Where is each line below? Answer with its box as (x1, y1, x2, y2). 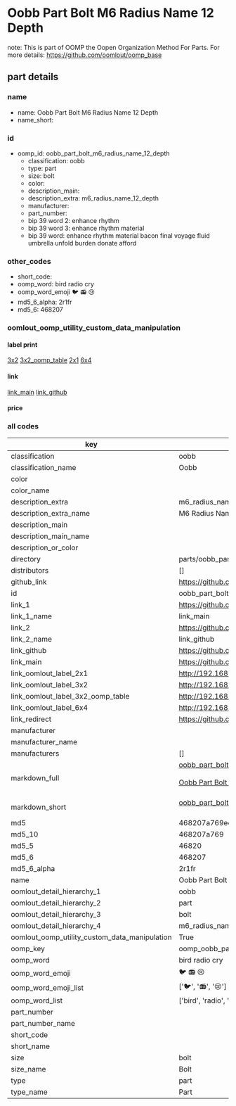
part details (7, 71, 59, 83)
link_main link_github (7, 388, 68, 396)
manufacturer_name (11, 737, 78, 747)
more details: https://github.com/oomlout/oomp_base (7, 51, 162, 59)
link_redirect (11, 714, 52, 724)
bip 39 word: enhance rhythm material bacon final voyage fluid (27, 231, 210, 240)
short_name (11, 1041, 51, 1051)
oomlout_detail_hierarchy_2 (11, 898, 101, 908)
